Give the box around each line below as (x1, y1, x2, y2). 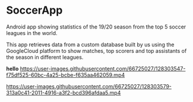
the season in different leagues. (6, 53, 84, 60)
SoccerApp (6, 4, 63, 17)
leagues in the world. (6, 29, 58, 36)
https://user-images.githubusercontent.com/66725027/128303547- (20, 65, 186, 72)
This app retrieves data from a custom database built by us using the (6, 41, 175, 48)
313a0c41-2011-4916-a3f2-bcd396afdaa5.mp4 (6, 89, 121, 96)
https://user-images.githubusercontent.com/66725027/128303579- (6, 82, 172, 90)
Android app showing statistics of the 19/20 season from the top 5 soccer (6, 23, 186, 30)
